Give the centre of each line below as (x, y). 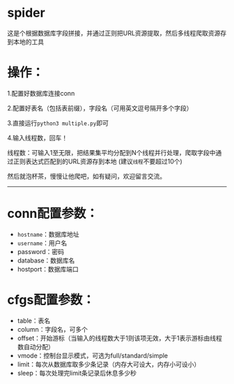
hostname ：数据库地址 (48, 234)
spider (26, 13)
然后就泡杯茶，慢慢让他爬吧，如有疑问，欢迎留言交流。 (86, 176)
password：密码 (41, 251)
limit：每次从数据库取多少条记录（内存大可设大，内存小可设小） (109, 364)
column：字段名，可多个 (53, 329)
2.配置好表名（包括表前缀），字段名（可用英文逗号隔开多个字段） (100, 108)
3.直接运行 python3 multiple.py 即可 (58, 123)
